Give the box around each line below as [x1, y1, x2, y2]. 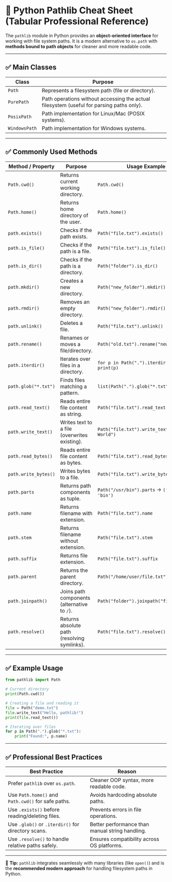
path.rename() [8, 341, 42, 347]
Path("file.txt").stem [97, 535, 153, 540]
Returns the [60, 566, 88, 573]
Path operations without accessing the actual [41, 95, 150, 102]
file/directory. [60, 347, 93, 354]
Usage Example [126, 162, 165, 170]
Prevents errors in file [90, 806, 142, 813]
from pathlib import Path [5, 678, 60, 683]
